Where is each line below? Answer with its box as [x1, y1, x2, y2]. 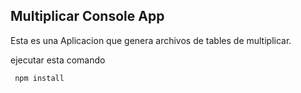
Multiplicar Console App [10, 8, 165, 25]
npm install [14, 73, 65, 83]
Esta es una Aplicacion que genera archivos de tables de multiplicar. [10, 34, 292, 46]
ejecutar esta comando [10, 54, 106, 66]
